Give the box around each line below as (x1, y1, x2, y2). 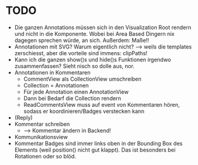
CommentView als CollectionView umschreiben (23, 75, 142, 82)
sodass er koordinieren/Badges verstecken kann (23, 107, 145, 115)
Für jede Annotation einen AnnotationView (23, 88, 129, 95)
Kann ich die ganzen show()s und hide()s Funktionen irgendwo (14, 56, 171, 63)
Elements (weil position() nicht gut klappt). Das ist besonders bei (14, 146, 176, 153)
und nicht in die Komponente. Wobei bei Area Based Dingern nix (14, 30, 175, 37)
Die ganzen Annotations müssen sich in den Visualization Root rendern (14, 24, 191, 31)
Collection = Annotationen (23, 81, 89, 89)
